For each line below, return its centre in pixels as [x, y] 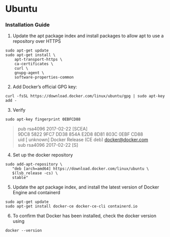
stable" [20, 178]
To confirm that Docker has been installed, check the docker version [84, 216]
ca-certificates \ [34, 64]
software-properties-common [44, 77]
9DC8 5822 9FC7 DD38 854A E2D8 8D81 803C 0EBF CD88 [80, 134]
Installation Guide [27, 25]
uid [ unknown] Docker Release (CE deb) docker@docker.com [83, 140]
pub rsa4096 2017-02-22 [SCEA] [53, 129]
